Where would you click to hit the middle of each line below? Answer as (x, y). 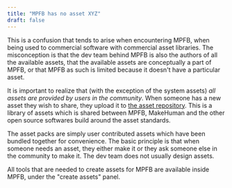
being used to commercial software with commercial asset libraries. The (110, 47)
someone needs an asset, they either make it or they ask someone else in (112, 148)
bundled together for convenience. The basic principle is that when (103, 141)
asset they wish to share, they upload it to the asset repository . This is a (110, 105)
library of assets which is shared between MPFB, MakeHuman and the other (116, 113)
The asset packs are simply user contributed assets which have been (106, 134)
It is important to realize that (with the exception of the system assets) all (111, 91)
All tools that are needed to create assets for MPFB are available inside (108, 169)
